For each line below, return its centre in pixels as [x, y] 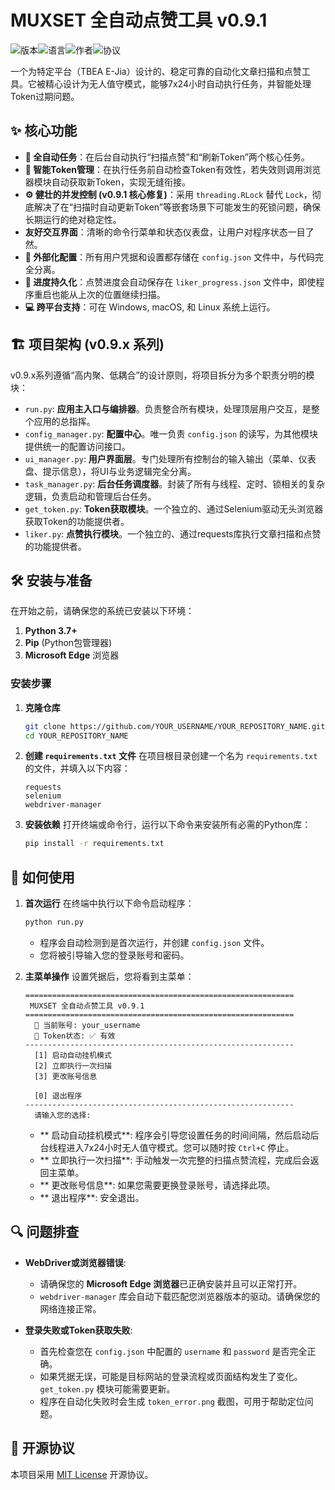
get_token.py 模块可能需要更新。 [107, 1388]
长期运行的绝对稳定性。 [73, 219]
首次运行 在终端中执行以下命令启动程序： [109, 903]
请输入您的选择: [63, 1115]
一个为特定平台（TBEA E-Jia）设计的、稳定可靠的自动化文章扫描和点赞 [156, 71]
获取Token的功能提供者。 [77, 521]
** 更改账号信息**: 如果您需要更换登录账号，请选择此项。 [157, 1185]
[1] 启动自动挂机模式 [73, 1055]
